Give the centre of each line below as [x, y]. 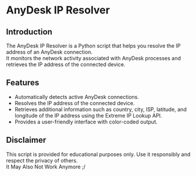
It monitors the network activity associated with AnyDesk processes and [93, 58]
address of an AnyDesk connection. [49, 52]
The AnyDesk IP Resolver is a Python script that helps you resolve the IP [93, 46]
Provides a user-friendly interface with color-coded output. [86, 122]
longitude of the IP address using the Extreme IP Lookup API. [88, 115]
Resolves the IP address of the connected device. [75, 103]
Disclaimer [26, 140]
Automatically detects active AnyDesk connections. [77, 96]
